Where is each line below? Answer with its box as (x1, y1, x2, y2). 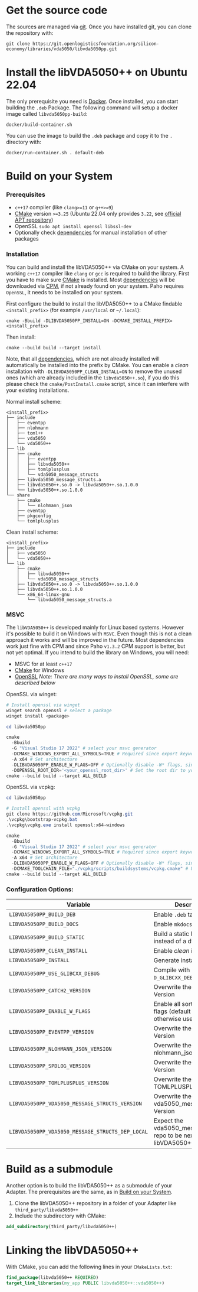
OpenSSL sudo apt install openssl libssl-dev (14, 223, 131, 230)
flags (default (153, 1007, 191, 1015)
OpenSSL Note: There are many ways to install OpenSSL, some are (14, 673, 179, 680)
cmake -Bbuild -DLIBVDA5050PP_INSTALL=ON (6, 317, 110, 324)
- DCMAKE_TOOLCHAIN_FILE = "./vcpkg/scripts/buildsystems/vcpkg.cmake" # (11, 866, 189, 872)
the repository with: (6, 29, 54, 36)
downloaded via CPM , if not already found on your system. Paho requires (6, 282, 184, 290)
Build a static (153, 930, 190, 938)
